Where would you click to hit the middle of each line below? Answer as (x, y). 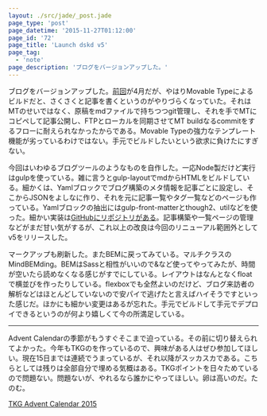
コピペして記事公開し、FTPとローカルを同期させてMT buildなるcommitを (128, 121)
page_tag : (25, 52)
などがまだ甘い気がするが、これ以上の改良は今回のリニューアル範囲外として (133, 227)
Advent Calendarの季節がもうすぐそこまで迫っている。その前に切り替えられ (133, 338)
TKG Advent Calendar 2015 (53, 403)
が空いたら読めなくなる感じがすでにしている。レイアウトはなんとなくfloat (130, 274)
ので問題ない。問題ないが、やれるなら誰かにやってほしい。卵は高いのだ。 (130, 378)
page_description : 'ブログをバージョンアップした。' (88, 68)
